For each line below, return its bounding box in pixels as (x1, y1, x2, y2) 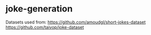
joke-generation (5, 3, 73, 14)
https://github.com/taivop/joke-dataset (5, 24, 84, 30)
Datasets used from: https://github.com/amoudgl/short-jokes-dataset (5, 19, 146, 25)
